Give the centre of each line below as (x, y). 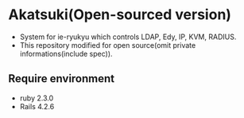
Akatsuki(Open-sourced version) (120, 15)
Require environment (62, 79)
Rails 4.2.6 (37, 106)
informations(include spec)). (66, 53)
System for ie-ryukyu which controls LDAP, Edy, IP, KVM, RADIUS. (128, 37)
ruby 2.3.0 (37, 98)
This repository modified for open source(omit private (108, 45)
